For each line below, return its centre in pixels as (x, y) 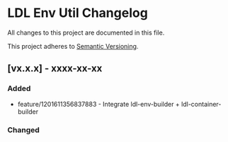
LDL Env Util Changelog (78, 13)
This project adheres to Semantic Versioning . (73, 46)
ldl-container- (201, 104)
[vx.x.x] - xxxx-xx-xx (55, 69)
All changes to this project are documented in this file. (86, 32)
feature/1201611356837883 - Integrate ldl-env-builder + (99, 104)
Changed (24, 130)
